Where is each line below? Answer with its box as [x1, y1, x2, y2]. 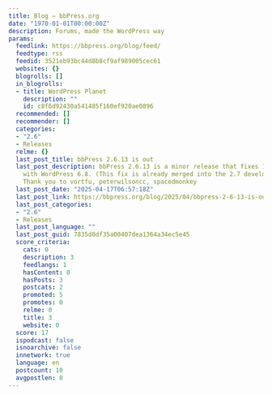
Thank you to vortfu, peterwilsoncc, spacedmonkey [23, 178, 198, 187]
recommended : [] [15, 110, 70, 118]
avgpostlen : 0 [15, 374, 63, 382]
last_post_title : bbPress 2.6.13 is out [15, 155, 154, 163]
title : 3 [23, 313, 53, 321]
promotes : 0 [23, 298, 63, 307]
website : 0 [23, 321, 60, 329]
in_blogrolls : [15, 79, 63, 88]
